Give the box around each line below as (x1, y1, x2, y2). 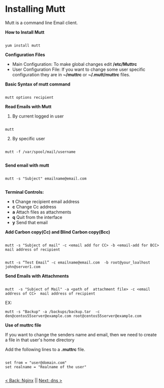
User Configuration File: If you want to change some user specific (12, 66, 146, 72)
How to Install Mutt (5, 29, 45, 35)
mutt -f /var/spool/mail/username (5, 149, 76, 154)
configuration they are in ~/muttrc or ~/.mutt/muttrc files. (12, 71, 131, 77)
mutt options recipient (5, 95, 54, 100)
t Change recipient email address (12, 198, 80, 205)
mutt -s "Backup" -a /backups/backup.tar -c (5, 309, 100, 314)
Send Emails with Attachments (5, 273, 69, 279)
